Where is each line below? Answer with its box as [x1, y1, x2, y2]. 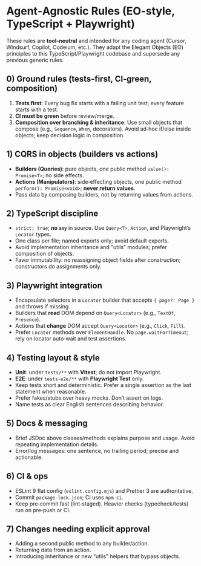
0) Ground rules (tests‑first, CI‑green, [6, 74, 152, 84]
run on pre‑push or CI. [15, 506, 71, 513]
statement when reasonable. [15, 388, 87, 395]
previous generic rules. [6, 56, 64, 63]
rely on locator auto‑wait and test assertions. [15, 335, 127, 342]
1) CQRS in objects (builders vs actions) [6, 149, 159, 160]
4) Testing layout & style [6, 353, 100, 363]
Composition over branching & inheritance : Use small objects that [15, 119, 183, 126]
